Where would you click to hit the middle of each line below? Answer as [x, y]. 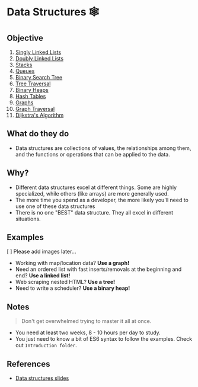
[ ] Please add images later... [41, 252]
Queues [25, 71]
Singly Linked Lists [38, 52]
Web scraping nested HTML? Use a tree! [65, 282]
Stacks [24, 65]
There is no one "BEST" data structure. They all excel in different [94, 212]
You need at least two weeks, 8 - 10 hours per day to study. [88, 332]
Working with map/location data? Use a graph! [72, 263]
